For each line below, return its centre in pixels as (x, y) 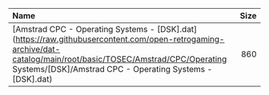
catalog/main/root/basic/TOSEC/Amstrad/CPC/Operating (120, 59)
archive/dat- (36, 49)
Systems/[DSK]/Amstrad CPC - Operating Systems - (112, 69)
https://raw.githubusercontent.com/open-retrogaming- (120, 39)
